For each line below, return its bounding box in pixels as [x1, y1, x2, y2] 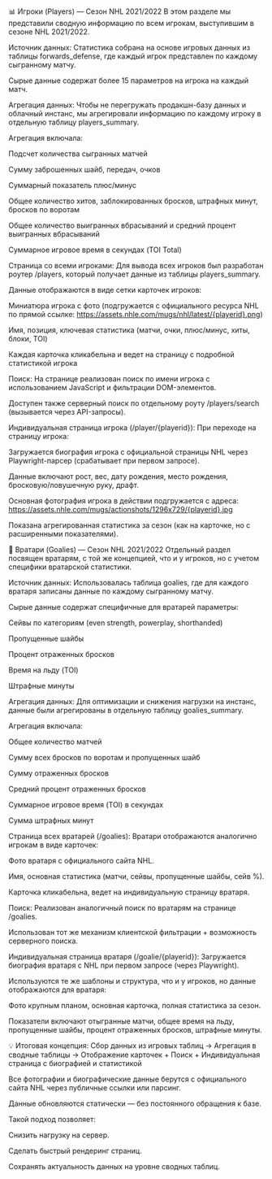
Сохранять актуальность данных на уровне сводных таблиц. [8, 1162, 221, 1171]
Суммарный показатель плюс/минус [8, 181, 136, 189]
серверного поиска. [8, 936, 79, 946]
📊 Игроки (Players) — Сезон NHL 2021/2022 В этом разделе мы [8, 7, 231, 16]
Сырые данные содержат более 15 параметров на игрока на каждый [8, 76, 249, 85]
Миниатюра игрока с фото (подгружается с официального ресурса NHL [8, 301, 260, 311]
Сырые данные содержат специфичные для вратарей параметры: [8, 603, 239, 611]
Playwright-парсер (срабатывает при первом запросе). [8, 456, 201, 465]
